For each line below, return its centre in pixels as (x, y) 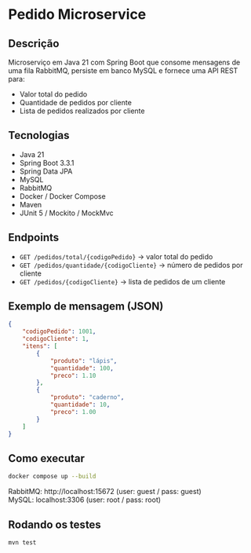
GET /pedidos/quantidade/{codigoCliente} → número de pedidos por (131, 265)
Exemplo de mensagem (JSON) (86, 307)
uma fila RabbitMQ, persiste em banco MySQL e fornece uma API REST (123, 71)
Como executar (46, 458)
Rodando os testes (55, 524)
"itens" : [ (40, 346)
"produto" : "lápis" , (84, 361)
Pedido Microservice (77, 15)
